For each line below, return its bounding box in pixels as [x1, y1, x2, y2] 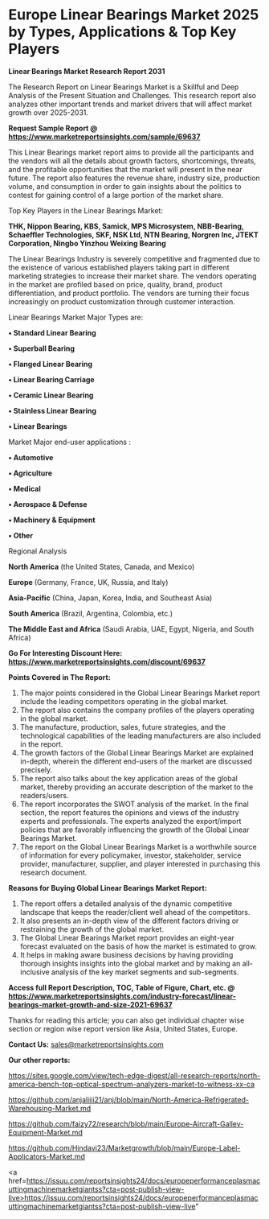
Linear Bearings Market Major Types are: [8, 312, 143, 322]
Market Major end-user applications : [8, 437, 131, 447]
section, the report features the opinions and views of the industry [19, 807, 239, 817]
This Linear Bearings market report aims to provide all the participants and [8, 147, 255, 157]
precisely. [19, 764, 53, 774]
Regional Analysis [8, 546, 67, 556]
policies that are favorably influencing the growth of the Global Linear [19, 825, 250, 834]
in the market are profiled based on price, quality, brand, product [8, 279, 223, 289]
